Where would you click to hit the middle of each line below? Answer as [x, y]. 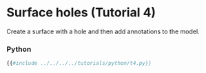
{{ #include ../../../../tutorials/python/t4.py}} [79, 63]
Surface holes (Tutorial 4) [81, 13]
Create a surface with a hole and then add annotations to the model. [103, 31]
